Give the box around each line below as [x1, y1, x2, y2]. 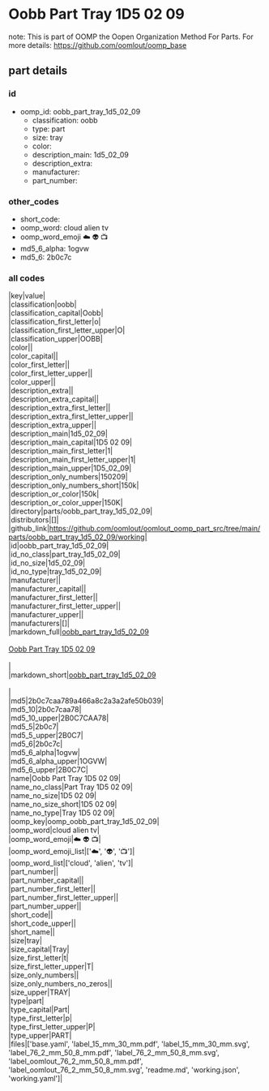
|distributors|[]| [8, 515, 59, 525]
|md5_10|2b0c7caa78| [8, 705, 82, 715]
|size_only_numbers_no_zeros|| [8, 979, 113, 989]
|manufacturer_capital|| [8, 584, 87, 594]
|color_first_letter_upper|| [8, 368, 93, 378]
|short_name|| [8, 927, 55, 937]
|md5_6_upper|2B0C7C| [8, 765, 89, 775]
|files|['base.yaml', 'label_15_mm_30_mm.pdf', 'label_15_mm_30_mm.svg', [8, 1039, 250, 1049]
